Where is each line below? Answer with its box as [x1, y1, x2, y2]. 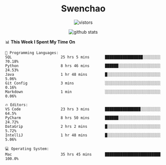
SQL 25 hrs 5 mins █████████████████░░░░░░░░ [5, 55, 161, 59]
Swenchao [61, 3, 106, 14]
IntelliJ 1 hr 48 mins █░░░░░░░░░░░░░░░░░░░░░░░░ [5, 132, 161, 138]
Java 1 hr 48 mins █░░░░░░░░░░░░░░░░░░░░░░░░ [5, 72, 161, 77]
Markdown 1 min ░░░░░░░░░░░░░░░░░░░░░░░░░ [5, 89, 161, 94]
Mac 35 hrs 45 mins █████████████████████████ [5, 152, 161, 157]
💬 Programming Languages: [5, 50, 58, 55]
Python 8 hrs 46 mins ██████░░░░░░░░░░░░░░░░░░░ [5, 63, 161, 68]
